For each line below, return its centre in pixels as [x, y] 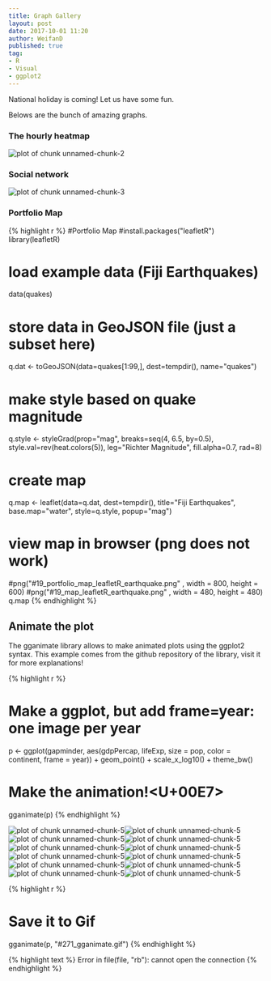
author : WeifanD [36, 38]
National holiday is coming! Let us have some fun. [91, 99]
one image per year [75, 728]
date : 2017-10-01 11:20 [49, 31]
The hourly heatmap [49, 136]
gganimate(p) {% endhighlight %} [65, 814]
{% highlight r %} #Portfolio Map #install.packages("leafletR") [111, 231]
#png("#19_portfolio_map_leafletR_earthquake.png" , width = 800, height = [133, 584]
